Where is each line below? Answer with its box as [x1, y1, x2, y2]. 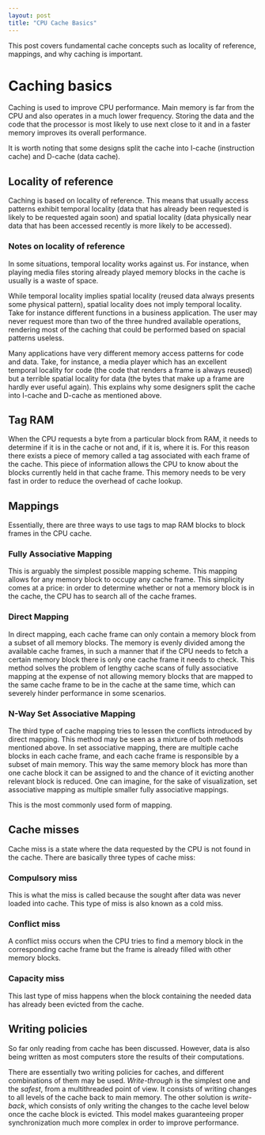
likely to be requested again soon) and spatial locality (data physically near [8, 213, 252, 222]
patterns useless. [8, 333, 65, 343]
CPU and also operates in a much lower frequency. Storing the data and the [8, 112, 255, 121]
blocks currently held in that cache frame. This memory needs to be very [8, 468, 247, 477]
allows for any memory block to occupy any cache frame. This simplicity [8, 575, 244, 584]
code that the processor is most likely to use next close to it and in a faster [8, 120, 251, 129]
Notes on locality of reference [8, 241, 125, 252]
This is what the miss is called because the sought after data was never [8, 890, 241, 900]
